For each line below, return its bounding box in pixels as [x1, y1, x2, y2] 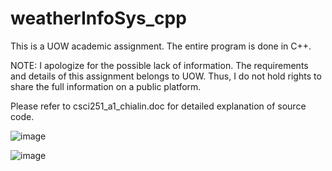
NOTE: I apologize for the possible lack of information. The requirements [10, 59, 309, 71]
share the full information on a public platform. [10, 80, 202, 92]
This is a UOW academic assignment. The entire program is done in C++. [10, 40, 312, 52]
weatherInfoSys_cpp [10, 7, 187, 30]
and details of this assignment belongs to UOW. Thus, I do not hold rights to [10, 70, 322, 82]
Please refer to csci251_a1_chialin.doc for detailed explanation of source [10, 100, 307, 112]
